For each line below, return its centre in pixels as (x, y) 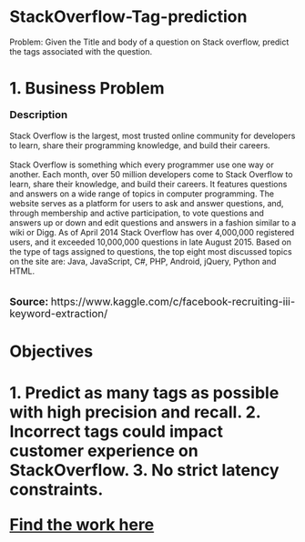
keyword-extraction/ (59, 313)
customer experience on (104, 451)
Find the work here (82, 525)
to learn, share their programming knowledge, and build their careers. (140, 145)
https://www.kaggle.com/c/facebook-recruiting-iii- (173, 301)
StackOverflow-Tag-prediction (128, 17)
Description (39, 114)
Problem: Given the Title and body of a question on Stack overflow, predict (149, 42)
